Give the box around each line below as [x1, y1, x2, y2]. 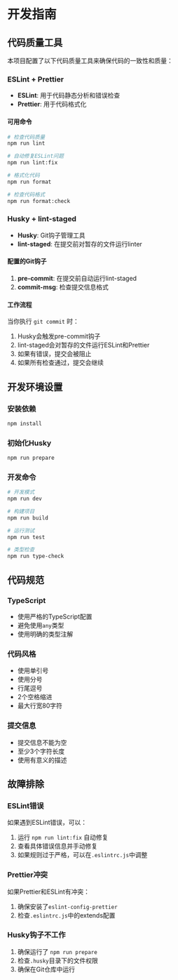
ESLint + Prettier [7, 74, 64, 84]
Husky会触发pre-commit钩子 [17, 332, 101, 340]
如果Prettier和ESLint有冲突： [7, 887, 90, 896]
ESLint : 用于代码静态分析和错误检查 [17, 91, 121, 100]
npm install [7, 420, 42, 427]
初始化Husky [7, 438, 52, 448]
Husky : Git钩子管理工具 [17, 231, 85, 239]
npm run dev [7, 496, 42, 503]
